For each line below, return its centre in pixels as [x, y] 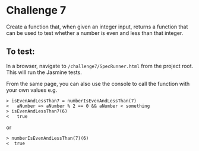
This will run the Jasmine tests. [44, 72]
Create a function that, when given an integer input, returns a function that [97, 27]
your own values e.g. [32, 90]
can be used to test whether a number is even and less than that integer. [95, 33]
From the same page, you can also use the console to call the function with [98, 83]
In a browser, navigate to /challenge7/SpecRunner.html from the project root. [100, 66]
